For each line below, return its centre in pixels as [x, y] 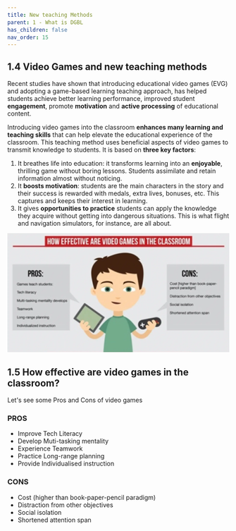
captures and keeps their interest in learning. [82, 201]
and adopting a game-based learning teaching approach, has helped [107, 91]
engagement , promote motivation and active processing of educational [113, 106]
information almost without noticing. [70, 178]
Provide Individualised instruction [66, 464]
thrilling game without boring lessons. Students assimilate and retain [117, 171]
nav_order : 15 [28, 37]
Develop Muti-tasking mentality [63, 441]
